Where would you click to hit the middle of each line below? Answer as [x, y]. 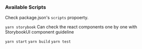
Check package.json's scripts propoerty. [47, 18]
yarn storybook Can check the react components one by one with [71, 27]
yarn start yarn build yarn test [38, 42]
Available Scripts [26, 7]
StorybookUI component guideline [40, 32]
